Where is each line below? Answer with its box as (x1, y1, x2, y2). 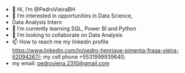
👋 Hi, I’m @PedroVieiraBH (11, 6, 76, 13)
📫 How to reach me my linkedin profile (11, 38, 109, 45)
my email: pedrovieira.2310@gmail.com (11, 60, 110, 66)
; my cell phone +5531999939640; (40, 53, 126, 60)
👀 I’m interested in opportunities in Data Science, (11, 12, 133, 19)
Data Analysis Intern (11, 19, 62, 25)
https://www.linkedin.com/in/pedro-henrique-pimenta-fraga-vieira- (11, 47, 179, 54)
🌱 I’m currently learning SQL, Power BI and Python (11, 25, 137, 32)
